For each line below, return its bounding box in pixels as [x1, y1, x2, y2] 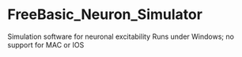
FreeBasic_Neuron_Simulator [7, 6, 203, 24]
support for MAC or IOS [7, 40, 85, 49]
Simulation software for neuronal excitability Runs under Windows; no [7, 32, 235, 41]
